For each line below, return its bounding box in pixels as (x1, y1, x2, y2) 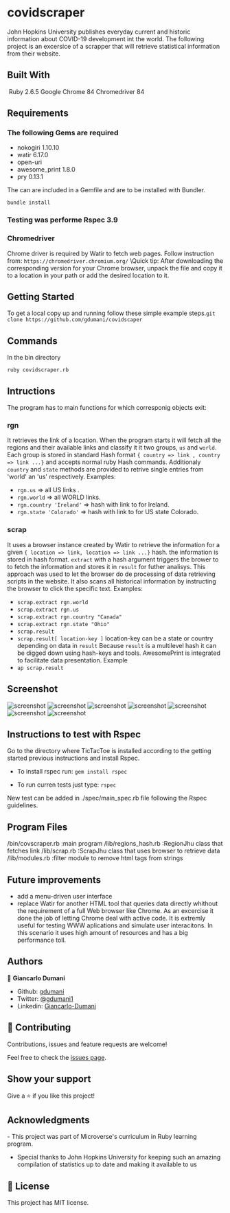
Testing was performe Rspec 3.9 (7, 215, 118, 224)
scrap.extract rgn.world (16, 599, 89, 605)
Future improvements (7, 874, 102, 886)
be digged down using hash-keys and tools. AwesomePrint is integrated (16, 649, 221, 657)
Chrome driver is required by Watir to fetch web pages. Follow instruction (7, 249, 214, 257)
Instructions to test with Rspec (7, 728, 141, 740)
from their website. (7, 49, 60, 58)
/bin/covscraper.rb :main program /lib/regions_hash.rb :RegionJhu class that (7, 840, 223, 848)
